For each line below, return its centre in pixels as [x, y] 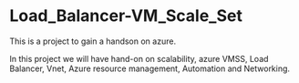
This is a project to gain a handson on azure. [93, 41]
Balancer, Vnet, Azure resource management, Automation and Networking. [149, 68]
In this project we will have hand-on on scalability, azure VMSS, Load [139, 58]
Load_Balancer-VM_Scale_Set [126, 16]
